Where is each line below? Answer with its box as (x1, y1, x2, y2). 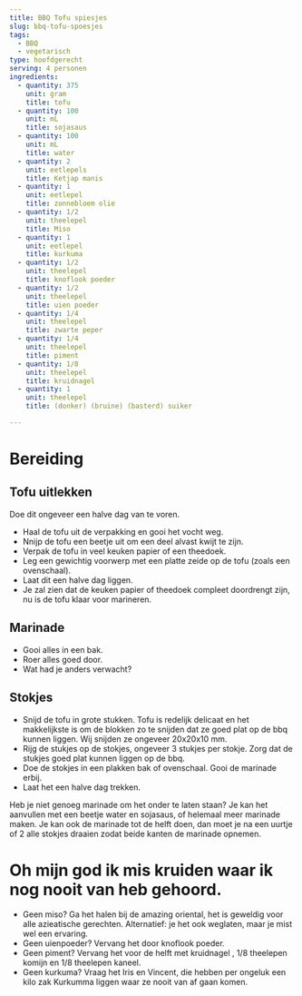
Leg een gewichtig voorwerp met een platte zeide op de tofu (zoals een (22, 555, 290, 566)
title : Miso (25, 224, 71, 233)
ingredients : (9, 73, 59, 82)
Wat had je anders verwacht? (22, 664, 132, 675)
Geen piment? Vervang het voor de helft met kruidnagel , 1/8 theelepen (22, 948, 287, 959)
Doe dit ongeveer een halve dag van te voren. (9, 508, 180, 519)
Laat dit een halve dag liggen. (22, 574, 133, 586)
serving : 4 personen (9, 64, 88, 74)
